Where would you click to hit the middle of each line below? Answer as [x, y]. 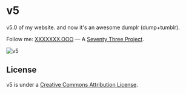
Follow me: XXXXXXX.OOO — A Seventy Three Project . [75, 39]
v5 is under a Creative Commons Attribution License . [72, 84]
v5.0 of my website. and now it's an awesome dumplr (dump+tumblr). [93, 27]
